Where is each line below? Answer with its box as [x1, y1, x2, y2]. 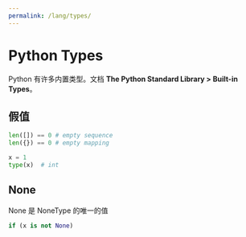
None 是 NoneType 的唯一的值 [8, 206, 109, 215]
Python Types [8, 46, 104, 64]
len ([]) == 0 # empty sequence [8, 132, 113, 140]
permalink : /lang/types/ [8, 11, 92, 20]
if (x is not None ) [8, 222, 74, 230]
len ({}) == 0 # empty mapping [8, 139, 110, 147]
